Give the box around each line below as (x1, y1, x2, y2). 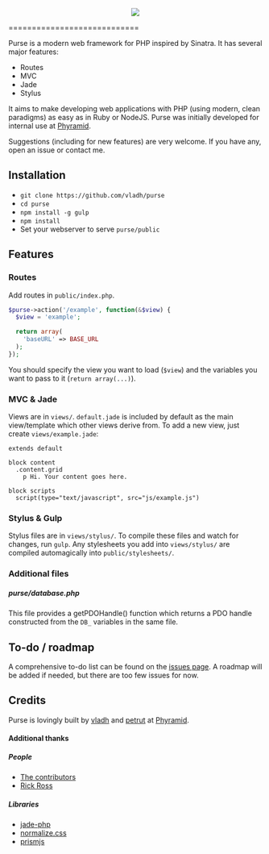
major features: (8, 47, 59, 56)
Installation (8, 169, 66, 182)
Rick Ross (19, 781, 53, 790)
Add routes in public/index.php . (8, 290, 115, 300)
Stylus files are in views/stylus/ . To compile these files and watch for (8, 531, 239, 540)
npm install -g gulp (19, 208, 89, 217)
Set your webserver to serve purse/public (19, 224, 160, 234)
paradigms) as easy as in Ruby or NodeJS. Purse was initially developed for (8, 113, 259, 122)
